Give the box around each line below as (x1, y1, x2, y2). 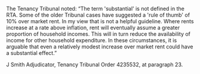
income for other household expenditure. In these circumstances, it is (6, 37, 177, 44)
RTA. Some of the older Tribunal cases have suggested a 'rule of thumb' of (6, 11, 190, 18)
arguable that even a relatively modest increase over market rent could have (6, 43, 193, 50)
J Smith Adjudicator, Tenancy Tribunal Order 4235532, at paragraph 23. (6, 61, 183, 68)
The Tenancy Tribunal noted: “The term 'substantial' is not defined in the (6, 5, 185, 12)
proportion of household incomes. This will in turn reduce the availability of (6, 30, 191, 38)
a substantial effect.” (6, 50, 57, 56)
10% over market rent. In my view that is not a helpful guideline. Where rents (6, 18, 194, 24)
